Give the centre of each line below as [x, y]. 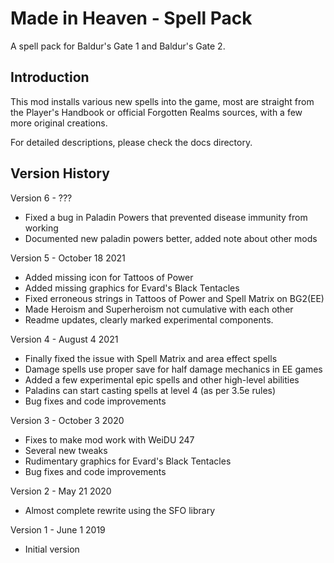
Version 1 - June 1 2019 [58, 529]
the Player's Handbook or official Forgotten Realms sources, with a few [156, 112]
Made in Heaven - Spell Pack [131, 18]
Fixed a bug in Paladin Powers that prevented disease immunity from [166, 217]
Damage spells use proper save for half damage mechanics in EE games [173, 369]
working [41, 228]
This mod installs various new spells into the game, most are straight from [162, 101]
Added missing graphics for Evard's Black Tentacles [132, 288]
